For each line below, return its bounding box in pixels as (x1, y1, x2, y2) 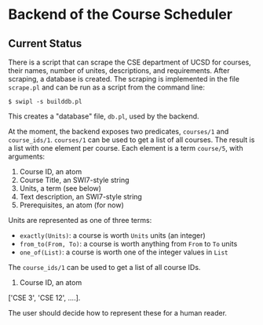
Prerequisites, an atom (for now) (19, 200, 124, 210)
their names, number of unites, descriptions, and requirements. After (8, 66, 230, 75)
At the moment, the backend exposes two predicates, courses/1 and (8, 127, 229, 136)
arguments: (8, 152, 46, 161)
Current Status (8, 37, 82, 50)
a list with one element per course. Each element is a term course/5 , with (8, 144, 243, 152)
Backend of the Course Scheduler (8, 5, 233, 24)
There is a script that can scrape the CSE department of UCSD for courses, (8, 57, 251, 67)
